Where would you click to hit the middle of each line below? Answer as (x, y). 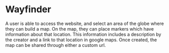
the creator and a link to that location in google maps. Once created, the (81, 40)
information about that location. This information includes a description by (83, 34)
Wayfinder (28, 9)
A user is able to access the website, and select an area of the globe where (84, 23)
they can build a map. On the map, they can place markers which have (80, 29)
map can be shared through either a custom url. (56, 45)
